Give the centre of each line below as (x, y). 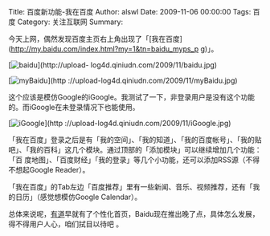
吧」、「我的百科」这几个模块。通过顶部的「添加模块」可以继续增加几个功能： (135, 150)
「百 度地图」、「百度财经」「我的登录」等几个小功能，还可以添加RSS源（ (127, 160)
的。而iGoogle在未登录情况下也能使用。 (74, 107)
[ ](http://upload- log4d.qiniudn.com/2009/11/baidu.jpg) (113, 65)
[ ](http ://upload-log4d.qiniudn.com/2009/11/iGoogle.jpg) (120, 123)
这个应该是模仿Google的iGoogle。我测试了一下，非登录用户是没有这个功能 (132, 97)
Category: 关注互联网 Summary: (70, 22)
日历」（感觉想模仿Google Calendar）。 (78, 197)
